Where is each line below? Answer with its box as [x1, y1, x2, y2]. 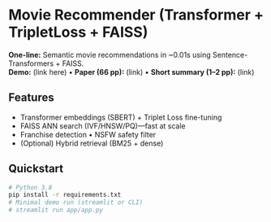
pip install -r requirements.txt [8, 191, 122, 199]
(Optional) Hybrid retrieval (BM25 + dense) [19, 138, 164, 148]
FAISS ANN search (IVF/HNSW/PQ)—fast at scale [19, 120, 187, 131]
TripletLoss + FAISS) [8, 23, 148, 41]
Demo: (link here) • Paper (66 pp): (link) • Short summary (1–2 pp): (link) [8, 67, 255, 76]
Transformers [8, 59, 54, 68]
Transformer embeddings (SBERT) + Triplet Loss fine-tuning [19, 112, 222, 122]
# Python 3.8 [8, 183, 53, 192]
